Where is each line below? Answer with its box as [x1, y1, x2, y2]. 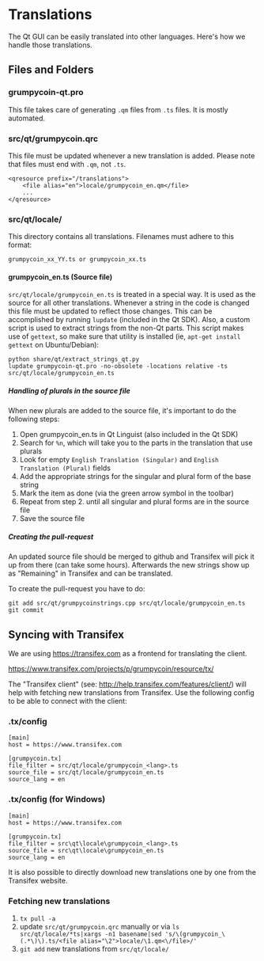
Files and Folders [8, 63, 94, 77]
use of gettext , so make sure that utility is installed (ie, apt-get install [8, 332, 241, 341]
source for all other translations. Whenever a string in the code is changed [8, 298, 251, 308]
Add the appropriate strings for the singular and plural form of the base [19, 472, 251, 481]
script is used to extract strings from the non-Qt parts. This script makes [8, 323, 244, 333]
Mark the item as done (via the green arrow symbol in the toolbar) [19, 488, 235, 498]
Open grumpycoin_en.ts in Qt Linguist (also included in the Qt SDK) [19, 430, 239, 439]
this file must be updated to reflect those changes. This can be [8, 306, 213, 316]
